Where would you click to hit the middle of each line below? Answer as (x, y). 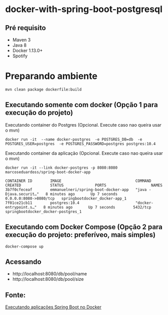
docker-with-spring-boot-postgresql (84, 9)
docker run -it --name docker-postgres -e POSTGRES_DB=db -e (74, 139)
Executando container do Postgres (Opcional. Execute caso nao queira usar (83, 125)
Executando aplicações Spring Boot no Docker (53, 307)
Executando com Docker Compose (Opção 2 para (84, 227)
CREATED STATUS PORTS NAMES (84, 185)
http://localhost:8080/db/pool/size (48, 279)
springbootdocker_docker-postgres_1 (43, 212)
